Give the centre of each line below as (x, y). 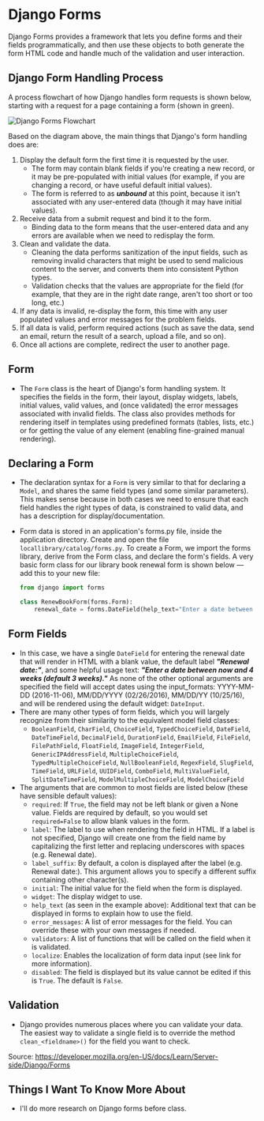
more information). (61, 963)
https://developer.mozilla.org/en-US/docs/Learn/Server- (126, 1056)
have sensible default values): (68, 796)
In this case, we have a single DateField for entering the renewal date (132, 653)
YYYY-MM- (236, 687)
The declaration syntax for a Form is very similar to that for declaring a (132, 483)
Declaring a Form (51, 463)
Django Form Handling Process (86, 78)
